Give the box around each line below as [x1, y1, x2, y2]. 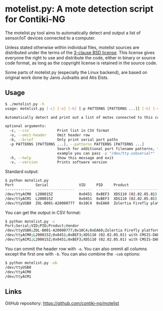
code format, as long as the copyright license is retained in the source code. [5, 60, 158, 66]
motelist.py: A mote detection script [5, 3, 154, 15]
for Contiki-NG [5, 14, 65, 25]
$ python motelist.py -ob [5, 260, 57, 265]
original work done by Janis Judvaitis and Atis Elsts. [5, 74, 109, 80]
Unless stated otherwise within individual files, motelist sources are [5, 44, 140, 50]
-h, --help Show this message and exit [9, 155, 114, 160]
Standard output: [5, 169, 39, 175]
